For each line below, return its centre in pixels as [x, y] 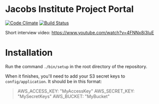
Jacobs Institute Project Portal [69, 9]
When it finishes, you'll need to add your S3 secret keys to [65, 76]
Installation [29, 53]
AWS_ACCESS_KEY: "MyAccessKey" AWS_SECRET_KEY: [76, 91]
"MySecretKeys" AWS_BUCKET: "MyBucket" [63, 96]
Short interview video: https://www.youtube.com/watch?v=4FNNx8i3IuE [79, 32]
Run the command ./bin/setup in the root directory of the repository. [76, 66]
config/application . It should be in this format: [53, 81]
